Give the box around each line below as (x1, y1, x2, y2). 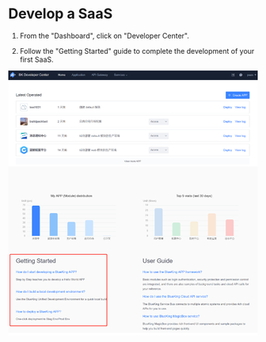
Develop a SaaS (8, 5, 113, 23)
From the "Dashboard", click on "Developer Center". (19, 31, 190, 40)
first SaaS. (19, 55, 54, 64)
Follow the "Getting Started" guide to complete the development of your (19, 46, 255, 55)
